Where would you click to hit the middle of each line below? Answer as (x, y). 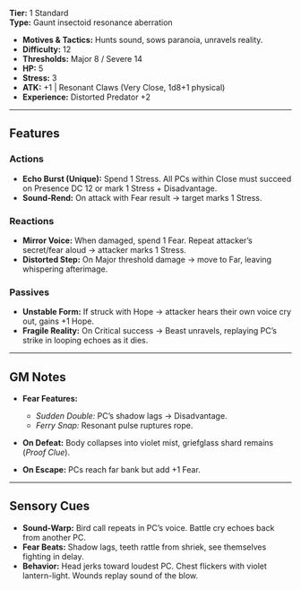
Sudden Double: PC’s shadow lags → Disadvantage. (131, 416)
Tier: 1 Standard (39, 13)
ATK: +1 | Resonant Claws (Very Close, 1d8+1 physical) (124, 87)
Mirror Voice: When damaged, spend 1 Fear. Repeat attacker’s (137, 240)
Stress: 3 (39, 78)
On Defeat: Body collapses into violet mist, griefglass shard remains (148, 443)
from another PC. (54, 537)
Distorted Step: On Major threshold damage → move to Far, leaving (146, 259)
